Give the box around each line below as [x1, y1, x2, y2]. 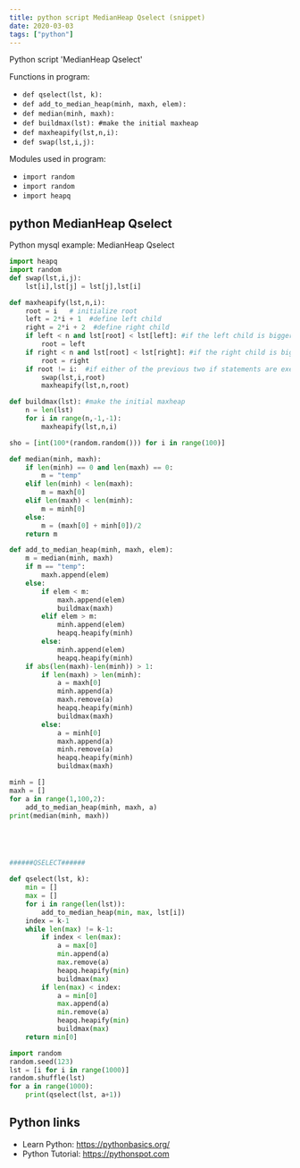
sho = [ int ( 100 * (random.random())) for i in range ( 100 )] [9, 438, 226, 447]
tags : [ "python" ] [9, 30, 74, 38]
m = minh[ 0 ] [41, 504, 87, 513]
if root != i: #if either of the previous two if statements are [25, 364, 278, 374]
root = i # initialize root [25, 306, 138, 316]
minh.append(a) [56, 687, 114, 696]
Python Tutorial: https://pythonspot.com [21, 1148, 170, 1159]
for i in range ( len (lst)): [25, 900, 126, 909]
